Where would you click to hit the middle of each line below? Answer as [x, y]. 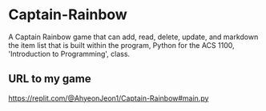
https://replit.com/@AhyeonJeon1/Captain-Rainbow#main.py [109, 98]
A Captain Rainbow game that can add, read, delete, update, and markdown [133, 37]
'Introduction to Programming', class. [69, 54]
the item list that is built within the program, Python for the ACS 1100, [121, 45]
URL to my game [50, 79]
